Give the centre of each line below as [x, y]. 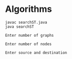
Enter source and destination [36, 53]
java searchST [20, 27]
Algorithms [29, 9]
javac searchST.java [26, 22]
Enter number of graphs [30, 35]
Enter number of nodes [28, 44]
